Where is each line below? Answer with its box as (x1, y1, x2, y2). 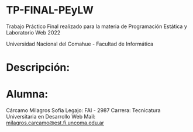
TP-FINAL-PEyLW (6, 4, 94, 17)
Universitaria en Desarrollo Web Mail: (6, 113, 95, 120)
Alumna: (6, 88, 49, 101)
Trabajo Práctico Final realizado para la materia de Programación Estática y (6, 23, 187, 30)
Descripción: (6, 61, 70, 74)
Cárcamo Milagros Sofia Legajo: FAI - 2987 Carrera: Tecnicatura (6, 107, 161, 114)
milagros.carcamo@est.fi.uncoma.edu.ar (6, 119, 104, 126)
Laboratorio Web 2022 (6, 29, 61, 36)
